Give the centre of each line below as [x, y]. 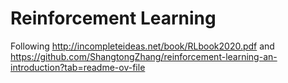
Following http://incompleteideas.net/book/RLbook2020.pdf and [142, 46]
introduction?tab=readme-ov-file [78, 67]
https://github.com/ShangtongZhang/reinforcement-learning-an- [144, 56]
